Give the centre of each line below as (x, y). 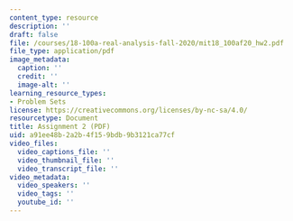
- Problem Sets (38, 101)
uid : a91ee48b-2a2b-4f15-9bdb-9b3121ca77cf (92, 135)
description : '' (40, 26)
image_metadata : (40, 60)
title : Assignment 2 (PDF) (60, 127)
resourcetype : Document (54, 118)
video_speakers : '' (54, 186)
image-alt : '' (44, 85)
